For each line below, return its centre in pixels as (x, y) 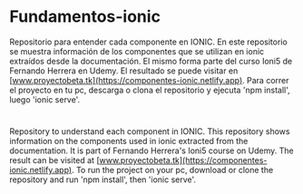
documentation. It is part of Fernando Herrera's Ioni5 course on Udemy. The (151, 150)
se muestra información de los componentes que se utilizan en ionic (137, 51)
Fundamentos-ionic (85, 17)
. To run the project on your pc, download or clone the (172, 170)
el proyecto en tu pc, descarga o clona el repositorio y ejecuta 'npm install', (150, 90)
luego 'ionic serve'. (45, 99)
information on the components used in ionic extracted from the (129, 141)
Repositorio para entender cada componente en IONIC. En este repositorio (148, 42)
